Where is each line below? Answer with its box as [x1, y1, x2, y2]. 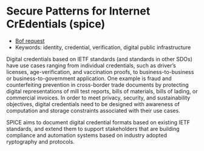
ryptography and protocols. [6, 138, 75, 145]
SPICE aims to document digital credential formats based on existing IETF [6, 118, 190, 126]
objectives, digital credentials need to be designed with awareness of [6, 100, 180, 107]
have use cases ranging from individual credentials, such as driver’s [6, 62, 176, 69]
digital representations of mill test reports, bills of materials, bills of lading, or [6, 87, 198, 95]
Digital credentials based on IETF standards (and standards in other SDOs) [6, 55, 193, 62]
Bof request [15, 37, 45, 44]
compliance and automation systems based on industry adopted [6, 132, 167, 139]
